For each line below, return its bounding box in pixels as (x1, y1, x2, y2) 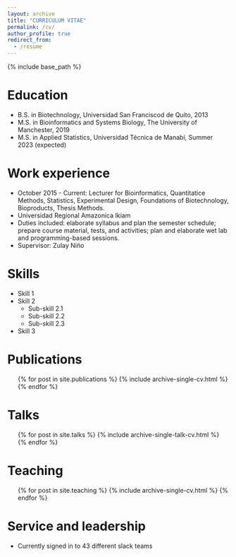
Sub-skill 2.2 (27, 311, 66, 320)
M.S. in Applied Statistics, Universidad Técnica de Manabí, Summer (17, 133, 213, 141)
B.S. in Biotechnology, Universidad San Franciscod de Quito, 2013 (17, 110, 209, 119)
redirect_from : (7, 37, 52, 44)
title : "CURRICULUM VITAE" (7, 17, 87, 24)
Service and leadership (7, 518, 146, 534)
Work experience (7, 165, 111, 181)
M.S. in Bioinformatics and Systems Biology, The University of (17, 118, 197, 126)
